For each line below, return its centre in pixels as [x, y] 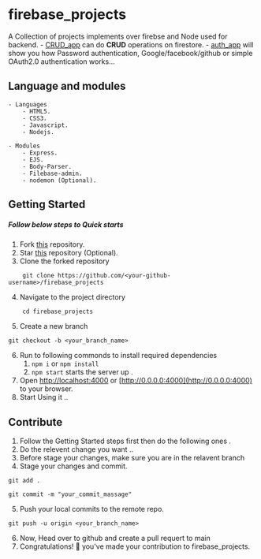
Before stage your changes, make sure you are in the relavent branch [132, 457]
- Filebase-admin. [52, 173]
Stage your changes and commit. [73, 466]
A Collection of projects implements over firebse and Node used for [118, 36]
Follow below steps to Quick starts [66, 224]
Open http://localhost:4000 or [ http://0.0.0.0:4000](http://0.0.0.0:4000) [136, 381]
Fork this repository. [52, 244]
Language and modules [67, 86]
